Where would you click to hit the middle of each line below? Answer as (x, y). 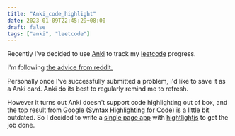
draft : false (27, 27)
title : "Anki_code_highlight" (52, 14)
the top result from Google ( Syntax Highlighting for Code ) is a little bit (108, 110)
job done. (21, 125)
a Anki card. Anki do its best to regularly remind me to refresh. (98, 89)
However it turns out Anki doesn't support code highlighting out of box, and (117, 103)
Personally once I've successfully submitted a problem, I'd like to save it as (116, 81)
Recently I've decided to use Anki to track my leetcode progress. (102, 54)
